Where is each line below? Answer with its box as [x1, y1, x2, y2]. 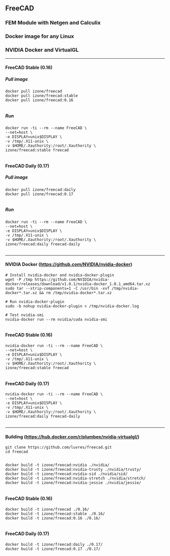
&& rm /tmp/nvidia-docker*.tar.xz [39, 290, 112, 295]
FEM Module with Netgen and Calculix [5, 19, 101, 26]
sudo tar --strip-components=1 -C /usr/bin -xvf [5, 286, 110, 291]
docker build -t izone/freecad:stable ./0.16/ [5, 511, 105, 516]
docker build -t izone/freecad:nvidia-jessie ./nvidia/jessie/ [5, 481, 142, 486]
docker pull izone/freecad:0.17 [5, 191, 73, 196]
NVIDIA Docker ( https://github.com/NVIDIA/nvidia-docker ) [5, 261, 133, 267]
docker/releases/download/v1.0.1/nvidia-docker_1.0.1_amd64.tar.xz [5, 281, 151, 287]
